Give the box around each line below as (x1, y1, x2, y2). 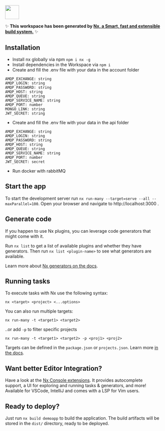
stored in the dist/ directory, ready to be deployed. (5, 421, 109, 427)
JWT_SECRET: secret (5, 159, 45, 164)
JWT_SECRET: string (5, 111, 45, 116)
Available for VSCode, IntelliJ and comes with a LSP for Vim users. (5, 388, 140, 394)
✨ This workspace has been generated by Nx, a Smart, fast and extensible (5, 23, 161, 29)
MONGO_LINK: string (5, 107, 45, 111)
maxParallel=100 (5, 201, 38, 207)
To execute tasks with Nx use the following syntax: (5, 290, 108, 296)
